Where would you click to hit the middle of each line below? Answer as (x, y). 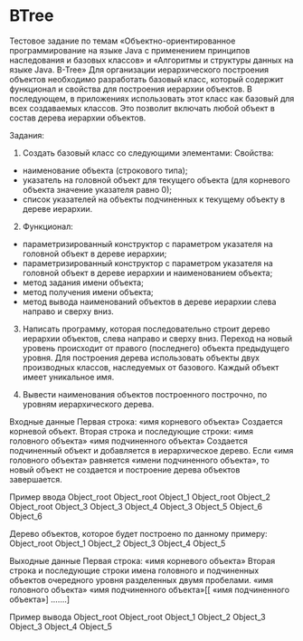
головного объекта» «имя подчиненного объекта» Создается (129, 441)
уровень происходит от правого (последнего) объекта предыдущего (156, 348)
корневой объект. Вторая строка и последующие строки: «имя (132, 431)
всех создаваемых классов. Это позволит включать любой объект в (142, 108)
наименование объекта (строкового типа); (105, 170)
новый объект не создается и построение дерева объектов (125, 469)
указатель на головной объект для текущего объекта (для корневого (156, 180)
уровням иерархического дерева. (88, 404)
